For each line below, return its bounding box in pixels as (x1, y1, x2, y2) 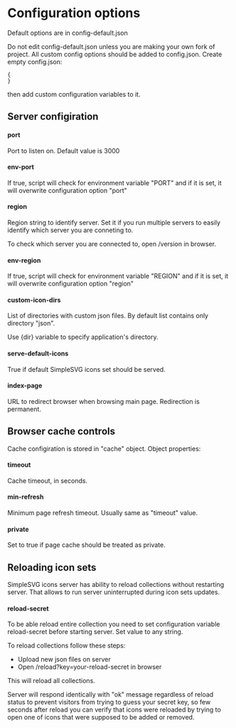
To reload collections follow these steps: (7, 641, 126, 650)
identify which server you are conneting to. (7, 226, 134, 234)
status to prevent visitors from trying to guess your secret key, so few (7, 698, 211, 707)
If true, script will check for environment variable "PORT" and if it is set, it (7, 178, 222, 187)
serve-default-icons (7, 349, 69, 358)
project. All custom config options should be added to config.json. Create (7, 50, 222, 58)
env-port (7, 162, 34, 172)
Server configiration (7, 110, 99, 123)
